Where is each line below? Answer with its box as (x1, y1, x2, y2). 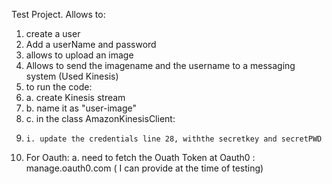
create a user (25, 28, 81, 39)
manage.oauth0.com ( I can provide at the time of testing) (25, 162, 264, 174)
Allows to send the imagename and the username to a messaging (25, 60, 296, 71)
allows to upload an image (25, 49, 134, 61)
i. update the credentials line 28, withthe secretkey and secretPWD (25, 134, 323, 144)
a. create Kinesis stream (25, 92, 126, 103)
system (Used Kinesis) (25, 70, 119, 82)
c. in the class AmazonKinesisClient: (25, 113, 176, 124)
